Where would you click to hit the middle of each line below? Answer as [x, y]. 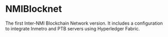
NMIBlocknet [34, 9]
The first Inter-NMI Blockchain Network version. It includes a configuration [84, 23]
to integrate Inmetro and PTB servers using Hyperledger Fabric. [73, 28]
